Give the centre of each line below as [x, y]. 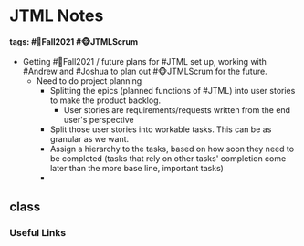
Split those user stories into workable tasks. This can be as [161, 129]
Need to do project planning [89, 81]
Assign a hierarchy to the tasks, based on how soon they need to [172, 149]
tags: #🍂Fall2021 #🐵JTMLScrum [74, 41]
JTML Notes [57, 16]
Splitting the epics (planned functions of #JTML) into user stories [173, 91]
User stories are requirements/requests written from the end [177, 110]
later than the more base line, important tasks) [136, 169]
